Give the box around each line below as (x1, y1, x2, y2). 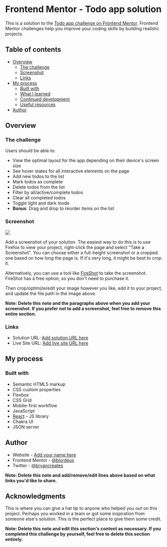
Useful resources (20, 101, 56, 107)
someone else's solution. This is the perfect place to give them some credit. (5, 516, 162, 522)
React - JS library (12, 413, 49, 419)
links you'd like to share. (5, 477, 57, 483)
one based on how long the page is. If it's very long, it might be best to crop (5, 255, 162, 261)
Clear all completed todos (12, 195, 66, 201)
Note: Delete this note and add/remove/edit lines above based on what (5, 472, 155, 478)
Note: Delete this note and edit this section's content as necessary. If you (5, 526, 161, 532)
